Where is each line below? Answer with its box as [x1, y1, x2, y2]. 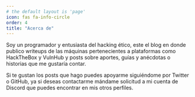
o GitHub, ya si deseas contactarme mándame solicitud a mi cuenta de [6, 78, 178, 85]
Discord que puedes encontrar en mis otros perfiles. [6, 84, 134, 92]
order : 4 [6, 20, 28, 25]
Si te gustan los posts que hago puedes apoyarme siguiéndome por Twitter [6, 72, 189, 79]
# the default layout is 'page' [6, 8, 86, 15]
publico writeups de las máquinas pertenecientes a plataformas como [6, 48, 176, 55]
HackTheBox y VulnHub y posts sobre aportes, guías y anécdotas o [6, 54, 171, 61]
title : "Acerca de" [6, 25, 54, 31]
